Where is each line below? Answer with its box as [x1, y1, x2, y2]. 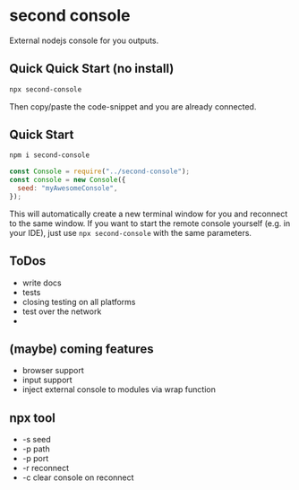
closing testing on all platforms [21, 296, 136, 307]
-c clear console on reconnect [21, 472, 134, 483]
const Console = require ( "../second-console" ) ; [9, 167, 191, 176]
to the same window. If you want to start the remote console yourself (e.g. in [9, 217, 291, 229]
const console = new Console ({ [9, 176, 126, 185]
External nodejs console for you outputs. [9, 35, 159, 46]
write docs [21, 277, 62, 288]
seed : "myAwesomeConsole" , [17, 184, 118, 193]
